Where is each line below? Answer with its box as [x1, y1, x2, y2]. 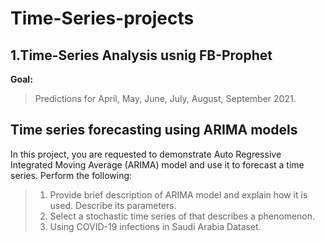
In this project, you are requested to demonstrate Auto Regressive [10, 148, 282, 160]
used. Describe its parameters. [49, 199, 177, 211]
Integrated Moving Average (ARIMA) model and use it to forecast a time [10, 158, 305, 171]
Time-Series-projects [10, 7, 195, 30]
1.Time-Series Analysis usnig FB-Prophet [10, 47, 273, 64]
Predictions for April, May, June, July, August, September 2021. [34, 93, 297, 104]
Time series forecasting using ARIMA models [10, 122, 298, 139]
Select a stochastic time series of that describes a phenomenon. [49, 210, 316, 222]
